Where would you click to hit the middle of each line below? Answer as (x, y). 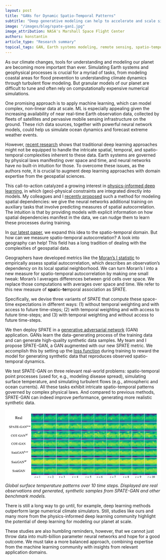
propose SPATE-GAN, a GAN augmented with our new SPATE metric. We (79, 346)
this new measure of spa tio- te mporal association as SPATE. (66, 289)
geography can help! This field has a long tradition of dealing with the (76, 243)
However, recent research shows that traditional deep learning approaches (81, 144)
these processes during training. (38, 222)
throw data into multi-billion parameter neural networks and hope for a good (83, 536)
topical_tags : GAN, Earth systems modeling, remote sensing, (69, 47)
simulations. (17, 93)
